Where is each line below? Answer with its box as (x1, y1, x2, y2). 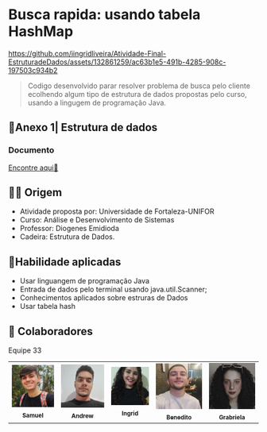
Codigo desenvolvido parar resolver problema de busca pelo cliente (27, 81, 250, 91)
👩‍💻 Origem (8, 186, 62, 199)
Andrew (71, 411, 94, 420)
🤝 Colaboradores (8, 324, 94, 338)
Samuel (22, 411, 44, 419)
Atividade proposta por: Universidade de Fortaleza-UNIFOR (19, 206, 215, 216)
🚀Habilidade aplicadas (8, 255, 122, 268)
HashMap (8, 22, 74, 40)
